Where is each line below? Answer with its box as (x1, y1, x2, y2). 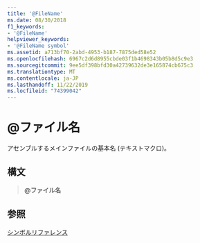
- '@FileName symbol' (7, 42, 70, 49)
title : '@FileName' (7, 10, 64, 17)
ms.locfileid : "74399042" (7, 87, 82, 94)
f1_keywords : (7, 23, 45, 30)
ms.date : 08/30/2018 (7, 17, 67, 24)
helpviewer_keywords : (7, 36, 70, 43)
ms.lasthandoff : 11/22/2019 (7, 81, 89, 88)
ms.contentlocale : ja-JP (7, 74, 79, 82)
